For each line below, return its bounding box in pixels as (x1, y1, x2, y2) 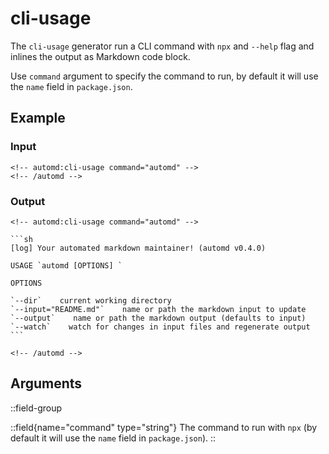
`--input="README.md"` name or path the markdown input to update (10, 304, 307, 314)
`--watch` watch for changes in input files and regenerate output (10, 322, 311, 332)
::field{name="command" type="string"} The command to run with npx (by (10, 421, 318, 433)
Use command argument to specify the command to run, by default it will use (10, 70, 319, 82)
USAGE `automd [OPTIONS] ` (10, 260, 123, 271)
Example (10, 110, 66, 127)
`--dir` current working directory (10, 295, 172, 306)
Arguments (10, 375, 83, 392)
